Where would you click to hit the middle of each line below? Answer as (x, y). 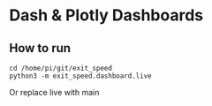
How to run (40, 48)
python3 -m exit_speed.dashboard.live (80, 76)
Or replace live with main (54, 92)
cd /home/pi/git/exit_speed (61, 68)
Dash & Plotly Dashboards (106, 15)
